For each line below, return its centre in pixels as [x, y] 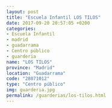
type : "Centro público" [36, 85]
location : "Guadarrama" [36, 73]
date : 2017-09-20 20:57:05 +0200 [48, 23]
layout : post [23, 12]
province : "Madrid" [31, 67]
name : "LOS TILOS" [29, 62]
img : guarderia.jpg [31, 90]
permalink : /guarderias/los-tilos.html [56, 95]
